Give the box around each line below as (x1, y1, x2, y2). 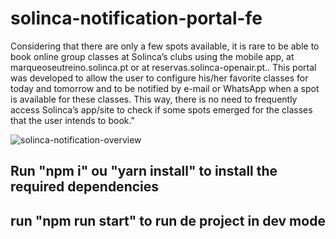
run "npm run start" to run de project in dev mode (10, 212, 326, 229)
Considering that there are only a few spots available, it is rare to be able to (10, 40, 320, 52)
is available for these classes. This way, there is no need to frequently (10, 93, 298, 105)
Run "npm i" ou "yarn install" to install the (10, 163, 278, 180)
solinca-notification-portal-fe (10, 7, 263, 30)
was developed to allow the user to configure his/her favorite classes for (10, 72, 309, 84)
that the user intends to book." (10, 114, 135, 126)
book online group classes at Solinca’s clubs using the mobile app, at (10, 50, 295, 62)
